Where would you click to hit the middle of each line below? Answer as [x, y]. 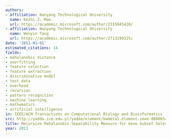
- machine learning [26, 100]
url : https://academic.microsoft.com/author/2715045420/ [72, 24]
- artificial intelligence [34, 109]
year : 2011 [17, 128]
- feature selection [27, 67]
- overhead [17, 86]
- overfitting [20, 62]
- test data [18, 81]
